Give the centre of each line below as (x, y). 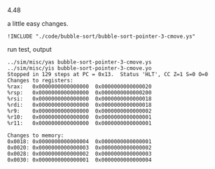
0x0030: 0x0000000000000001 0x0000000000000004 (79, 160)
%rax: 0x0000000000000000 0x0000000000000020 (79, 87)
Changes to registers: (40, 80)
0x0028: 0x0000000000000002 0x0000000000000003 (79, 154)
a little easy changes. (38, 23)
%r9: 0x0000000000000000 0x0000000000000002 (79, 111)
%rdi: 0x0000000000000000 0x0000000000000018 (79, 105)
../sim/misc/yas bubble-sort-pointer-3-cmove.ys (79, 62)
